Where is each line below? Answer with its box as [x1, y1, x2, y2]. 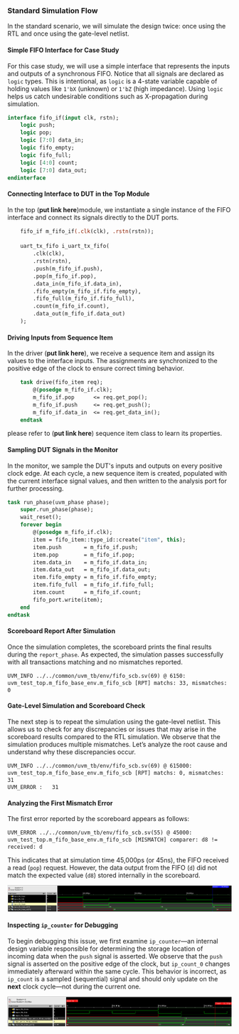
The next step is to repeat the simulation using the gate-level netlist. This [7, 718, 221, 726]
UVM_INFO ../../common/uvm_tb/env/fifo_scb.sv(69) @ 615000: [7, 763, 193, 770]
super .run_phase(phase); [20, 506, 94, 513]
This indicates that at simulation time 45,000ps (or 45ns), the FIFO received [7, 856, 229, 865]
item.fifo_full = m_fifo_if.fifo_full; [33, 581, 154, 589]
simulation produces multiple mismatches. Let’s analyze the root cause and [7, 740, 228, 749]
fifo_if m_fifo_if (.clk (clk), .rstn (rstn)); [20, 227, 154, 235]
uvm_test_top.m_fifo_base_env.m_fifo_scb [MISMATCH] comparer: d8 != [7, 836, 218, 844]
